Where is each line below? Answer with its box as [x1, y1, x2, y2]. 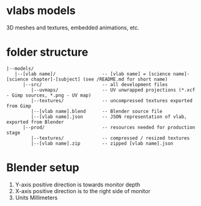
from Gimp [6, 103, 32, 109]
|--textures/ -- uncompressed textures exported [31, 97, 192, 104]
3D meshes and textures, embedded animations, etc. [6, 24, 139, 31]
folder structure [6, 45, 89, 59]
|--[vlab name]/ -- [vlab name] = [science [14, 71, 171, 77]
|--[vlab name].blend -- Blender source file [31, 108, 163, 114]
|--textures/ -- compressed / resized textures [31, 135, 190, 141]
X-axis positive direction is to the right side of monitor [15, 187, 151, 194]
